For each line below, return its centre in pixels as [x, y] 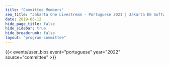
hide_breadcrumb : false [30, 33]
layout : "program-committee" [36, 38]
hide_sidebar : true [26, 28]
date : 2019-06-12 [23, 19]
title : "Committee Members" [35, 10]
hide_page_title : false [30, 24]
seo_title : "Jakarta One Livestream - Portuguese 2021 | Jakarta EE [78, 14]
